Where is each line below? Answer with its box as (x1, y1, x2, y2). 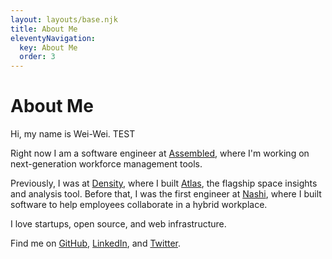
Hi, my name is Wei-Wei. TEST (10, 128, 136, 140)
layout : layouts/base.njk (10, 14, 118, 25)
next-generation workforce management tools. (10, 158, 203, 170)
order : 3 (19, 52, 56, 62)
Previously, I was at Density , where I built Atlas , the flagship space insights (10, 177, 318, 190)
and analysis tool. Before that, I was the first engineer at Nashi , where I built (10, 188, 322, 200)
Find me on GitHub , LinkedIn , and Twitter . (10, 237, 182, 250)
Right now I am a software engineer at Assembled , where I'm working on (10, 147, 310, 160)
